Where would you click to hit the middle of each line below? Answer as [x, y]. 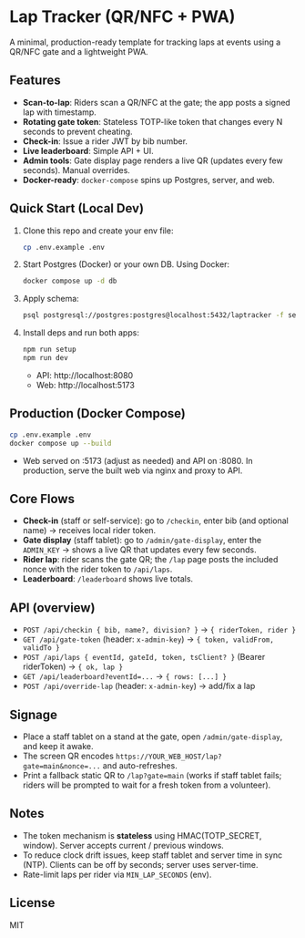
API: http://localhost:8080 [85, 375]
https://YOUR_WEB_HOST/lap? [168, 757]
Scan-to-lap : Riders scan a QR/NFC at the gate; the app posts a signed [157, 102]
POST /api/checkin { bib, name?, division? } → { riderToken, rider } [159, 630]
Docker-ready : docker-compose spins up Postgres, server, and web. [148, 180]
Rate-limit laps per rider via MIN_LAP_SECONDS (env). [117, 874]
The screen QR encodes [68, 756]
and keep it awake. [58, 746]
